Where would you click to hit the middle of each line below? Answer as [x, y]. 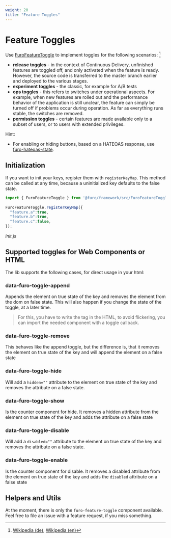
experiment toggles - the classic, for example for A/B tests [75, 87]
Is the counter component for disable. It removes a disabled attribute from [83, 471]
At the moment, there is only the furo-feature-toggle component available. [84, 510]
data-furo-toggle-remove [37, 336]
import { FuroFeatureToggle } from [43, 198]
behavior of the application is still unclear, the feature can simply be [84, 103]
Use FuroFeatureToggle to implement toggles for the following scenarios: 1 [83, 55]
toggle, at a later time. [28, 307]
